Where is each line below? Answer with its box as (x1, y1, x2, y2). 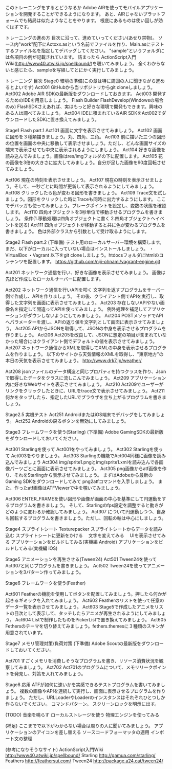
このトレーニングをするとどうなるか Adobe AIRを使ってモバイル (5, 5, 141, 10)
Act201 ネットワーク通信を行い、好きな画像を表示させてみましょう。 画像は (5, 270, 166, 275)
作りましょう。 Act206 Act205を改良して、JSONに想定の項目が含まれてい (5, 332, 162, 338)
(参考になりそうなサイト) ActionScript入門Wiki (5, 746, 103, 753)
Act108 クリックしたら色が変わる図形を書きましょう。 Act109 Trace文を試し (5, 190, 167, 195)
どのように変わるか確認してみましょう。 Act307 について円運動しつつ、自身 (5, 509, 166, 514)
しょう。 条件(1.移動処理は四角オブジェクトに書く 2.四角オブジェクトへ (5, 216, 156, 221)
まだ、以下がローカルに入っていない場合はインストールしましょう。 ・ (5, 246, 154, 252)
